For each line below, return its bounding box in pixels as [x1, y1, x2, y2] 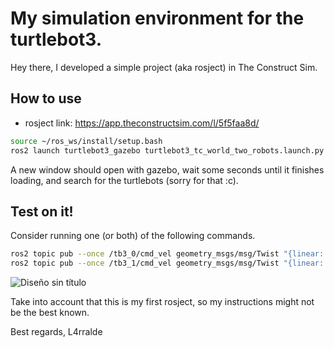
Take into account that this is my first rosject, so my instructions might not [10, 296, 315, 308]
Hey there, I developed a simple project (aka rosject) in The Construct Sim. [10, 61, 318, 73]
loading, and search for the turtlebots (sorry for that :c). [10, 174, 239, 186]
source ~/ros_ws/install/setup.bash [10, 136, 163, 146]
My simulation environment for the [10, 7, 305, 30]
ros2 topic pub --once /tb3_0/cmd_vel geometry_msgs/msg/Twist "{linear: [10, 249, 325, 259]
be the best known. [10, 307, 90, 319]
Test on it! [10, 203, 74, 220]
